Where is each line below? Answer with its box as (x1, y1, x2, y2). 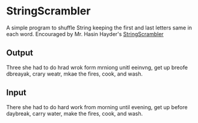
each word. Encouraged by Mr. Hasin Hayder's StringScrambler (6, 30, 164, 37)
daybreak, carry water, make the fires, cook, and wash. (6, 110, 143, 117)
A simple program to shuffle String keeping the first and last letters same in (6, 24, 193, 31)
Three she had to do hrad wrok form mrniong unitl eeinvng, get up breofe (6, 64, 188, 71)
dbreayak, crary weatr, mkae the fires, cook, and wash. (6, 70, 143, 77)
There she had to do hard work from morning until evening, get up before (6, 103, 188, 110)
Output (6, 48, 33, 58)
